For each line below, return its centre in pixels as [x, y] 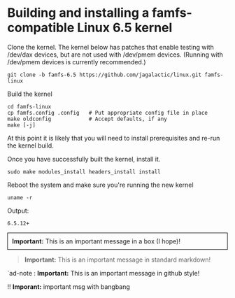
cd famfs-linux [29, 106]
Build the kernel [30, 94]
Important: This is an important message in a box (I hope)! [96, 241]
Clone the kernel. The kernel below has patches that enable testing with [111, 47]
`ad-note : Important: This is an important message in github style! [104, 273]
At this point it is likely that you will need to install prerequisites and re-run [114, 138]
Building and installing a [78, 13]
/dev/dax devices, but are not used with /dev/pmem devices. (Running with [115, 55]
